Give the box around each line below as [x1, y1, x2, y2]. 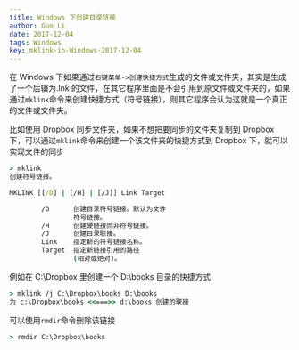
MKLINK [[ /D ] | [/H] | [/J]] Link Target [9, 188, 166, 197]
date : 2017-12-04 [9, 29, 74, 38]
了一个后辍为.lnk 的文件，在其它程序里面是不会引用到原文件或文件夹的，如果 [9, 83, 291, 94]
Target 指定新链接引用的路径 [41, 246, 140, 255]
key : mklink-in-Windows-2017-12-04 [9, 46, 142, 55]
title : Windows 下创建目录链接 [9, 12, 116, 22]
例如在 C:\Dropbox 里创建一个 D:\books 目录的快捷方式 [9, 271, 212, 281]
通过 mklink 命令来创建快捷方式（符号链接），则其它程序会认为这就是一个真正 [9, 94, 287, 105]
